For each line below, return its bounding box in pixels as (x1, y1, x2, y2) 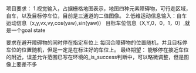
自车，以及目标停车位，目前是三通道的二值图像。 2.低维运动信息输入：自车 (6, 12, 187, 19)
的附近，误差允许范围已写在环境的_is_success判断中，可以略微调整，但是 (6, 54, 184, 60)
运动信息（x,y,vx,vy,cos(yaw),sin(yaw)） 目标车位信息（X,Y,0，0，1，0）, (6, 20, 185, 26)
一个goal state (11, 27, 46, 34)
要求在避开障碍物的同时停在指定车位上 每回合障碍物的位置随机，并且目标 (6, 39, 183, 46)
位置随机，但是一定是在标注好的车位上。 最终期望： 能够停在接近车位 (21, 46, 189, 53)
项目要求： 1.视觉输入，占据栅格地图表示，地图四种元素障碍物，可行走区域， (6, 5, 191, 12)
